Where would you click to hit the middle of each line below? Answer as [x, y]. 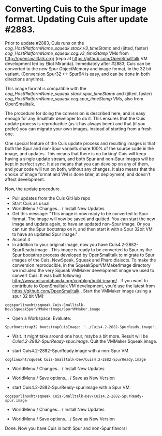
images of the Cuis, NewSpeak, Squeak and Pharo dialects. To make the [84, 260]
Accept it [21, 239]
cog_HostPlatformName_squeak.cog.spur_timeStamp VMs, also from [74, 98]
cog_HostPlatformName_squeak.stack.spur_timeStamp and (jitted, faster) [79, 94]
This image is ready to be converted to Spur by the [102, 250]
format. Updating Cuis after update [77, 19]
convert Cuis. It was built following [46, 275]
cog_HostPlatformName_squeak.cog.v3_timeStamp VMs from [67, 53]
